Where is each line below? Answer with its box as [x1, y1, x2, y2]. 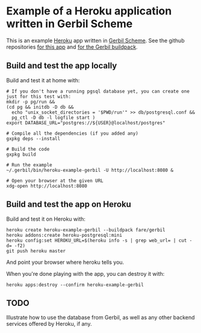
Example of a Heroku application [6, 4, 172, 18]
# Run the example [6, 162, 52, 168]
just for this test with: [6, 93, 71, 100]
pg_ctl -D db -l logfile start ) [11, 114, 96, 121]
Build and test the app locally [6, 61, 117, 71]
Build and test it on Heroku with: [6, 215, 86, 222]
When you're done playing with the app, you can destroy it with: [6, 270, 165, 277]
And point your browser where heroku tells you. [6, 258, 125, 266]
